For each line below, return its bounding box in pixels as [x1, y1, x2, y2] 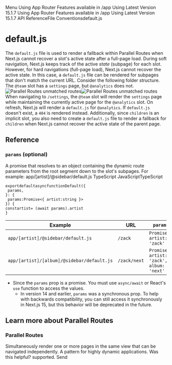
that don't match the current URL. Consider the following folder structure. [5, 77, 160, 83]
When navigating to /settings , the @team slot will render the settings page [5, 93, 162, 99]
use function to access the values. [12, 285, 84, 291]
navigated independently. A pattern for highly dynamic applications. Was [5, 349, 159, 355]
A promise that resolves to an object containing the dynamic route [5, 162, 144, 168]
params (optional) [5, 151, 48, 158]
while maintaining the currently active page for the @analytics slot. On [5, 99, 154, 105]
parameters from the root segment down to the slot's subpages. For [5, 168, 148, 174]
